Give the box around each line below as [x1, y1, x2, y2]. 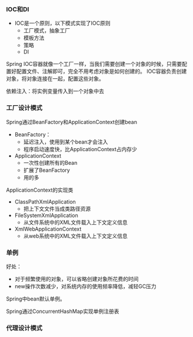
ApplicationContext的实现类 [6, 186, 74, 193]
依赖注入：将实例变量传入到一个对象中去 [6, 88, 104, 95]
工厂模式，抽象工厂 [23, 27, 71, 34]
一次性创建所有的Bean [23, 159, 78, 166]
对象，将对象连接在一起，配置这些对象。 [6, 75, 104, 82]
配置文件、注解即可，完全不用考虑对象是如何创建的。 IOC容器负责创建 [16, 68, 187, 75]
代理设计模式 [6, 323, 43, 332]
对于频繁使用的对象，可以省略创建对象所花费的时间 [14, 275, 139, 282]
